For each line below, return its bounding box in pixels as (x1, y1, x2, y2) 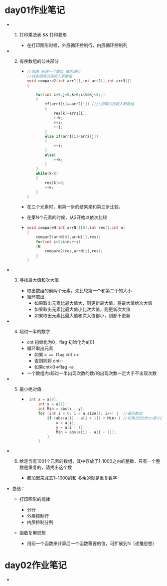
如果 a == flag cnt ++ (34, 352, 79, 358)
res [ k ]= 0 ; (44, 180, 65, 185)
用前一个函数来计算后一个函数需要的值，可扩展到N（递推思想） (26, 541, 157, 547)
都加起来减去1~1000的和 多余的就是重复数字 (26, 475, 118, 481)
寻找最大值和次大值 (19, 277, 59, 283)
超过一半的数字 (19, 329, 50, 335)
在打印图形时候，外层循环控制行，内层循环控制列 (26, 42, 128, 48)
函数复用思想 (19, 530, 46, 536)
